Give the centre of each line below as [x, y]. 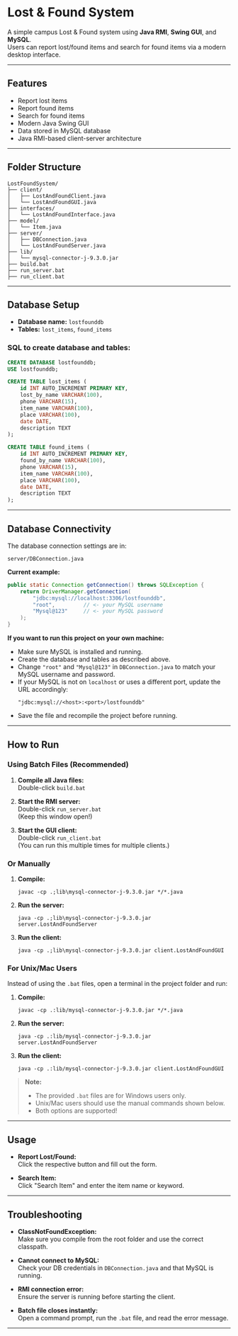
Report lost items [42, 101]
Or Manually [29, 863]
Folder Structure [44, 167]
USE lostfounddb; [33, 369]
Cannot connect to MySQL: [58, 1261]
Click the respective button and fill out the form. [87, 1164]
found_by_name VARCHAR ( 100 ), [63, 461]
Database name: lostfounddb [61, 322]
